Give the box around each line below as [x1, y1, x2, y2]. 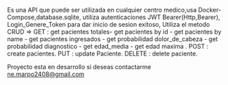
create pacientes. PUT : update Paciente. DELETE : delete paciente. [7, 49, 198, 58]
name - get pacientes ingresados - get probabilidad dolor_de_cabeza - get [7, 35, 218, 43]
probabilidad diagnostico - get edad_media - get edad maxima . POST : [7, 42, 209, 50]
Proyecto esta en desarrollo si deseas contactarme [7, 63, 151, 71]
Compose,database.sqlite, [7, 13, 81, 21]
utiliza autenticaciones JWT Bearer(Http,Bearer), [82, 13, 220, 21]
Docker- [198, 6, 222, 14]
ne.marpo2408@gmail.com [7, 70, 84, 78]
